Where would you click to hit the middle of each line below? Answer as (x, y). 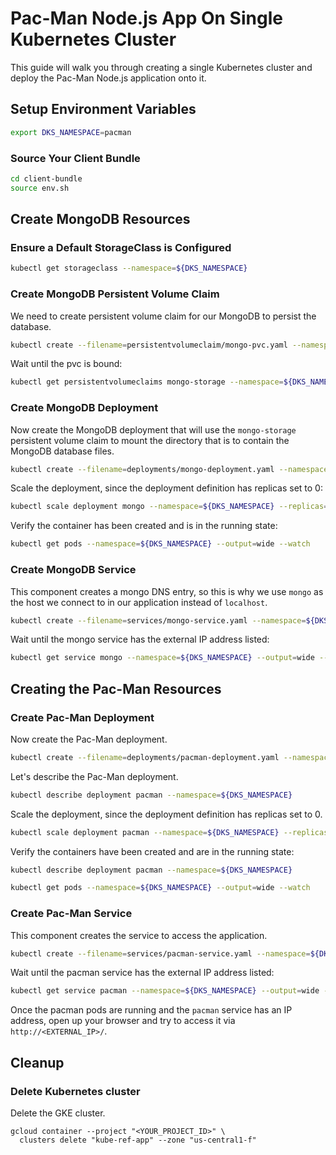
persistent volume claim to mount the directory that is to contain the (150, 440)
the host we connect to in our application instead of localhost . (139, 602)
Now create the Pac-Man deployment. (89, 739)
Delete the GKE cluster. (58, 1113)
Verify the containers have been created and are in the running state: (152, 851)
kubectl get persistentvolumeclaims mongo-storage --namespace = (147, 382)
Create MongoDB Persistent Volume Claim (115, 294)
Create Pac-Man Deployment (82, 717)
